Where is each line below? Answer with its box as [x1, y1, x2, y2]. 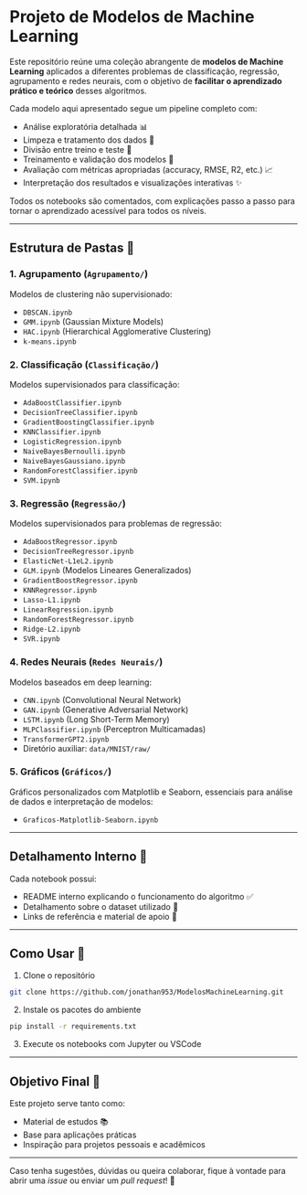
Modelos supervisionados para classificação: [9, 379, 180, 389]
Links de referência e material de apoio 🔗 [22, 911, 178, 922]
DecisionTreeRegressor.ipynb [22, 547, 134, 557]
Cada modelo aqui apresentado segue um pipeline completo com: [9, 102, 258, 113]
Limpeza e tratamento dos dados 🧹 [22, 134, 155, 145]
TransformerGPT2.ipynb [22, 734, 110, 744]
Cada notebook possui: [9, 873, 98, 884]
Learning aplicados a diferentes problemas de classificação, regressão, [9, 66, 281, 77]
